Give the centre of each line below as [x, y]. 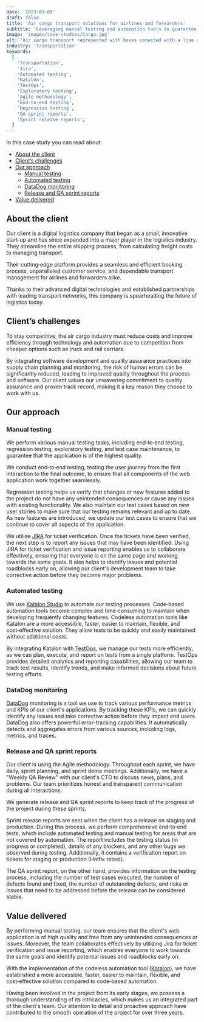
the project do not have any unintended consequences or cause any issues [100, 499]
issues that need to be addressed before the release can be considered [96, 891]
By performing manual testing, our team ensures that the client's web [93, 931]
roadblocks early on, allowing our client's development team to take [91, 569]
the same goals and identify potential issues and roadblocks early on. [93, 957]
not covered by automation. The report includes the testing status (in [92, 840]
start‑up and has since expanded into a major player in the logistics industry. [102, 240]
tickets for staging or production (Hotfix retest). [65, 859]
